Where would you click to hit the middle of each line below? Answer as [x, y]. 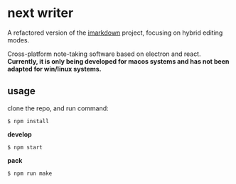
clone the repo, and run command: [58, 108]
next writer [41, 13]
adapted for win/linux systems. [54, 69]
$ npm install [28, 121]
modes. [18, 40]
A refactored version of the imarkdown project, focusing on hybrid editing [115, 33]
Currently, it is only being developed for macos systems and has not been [118, 61]
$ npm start [25, 147]
